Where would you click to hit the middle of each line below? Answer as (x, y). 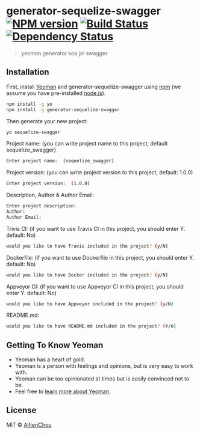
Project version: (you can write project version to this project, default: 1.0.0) (100, 173)
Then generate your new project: (47, 121)
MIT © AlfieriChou (29, 424)
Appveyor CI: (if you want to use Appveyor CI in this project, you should (95, 286)
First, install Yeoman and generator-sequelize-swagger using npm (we (94, 87)
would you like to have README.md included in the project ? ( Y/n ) (91, 326)
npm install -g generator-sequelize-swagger (63, 109)
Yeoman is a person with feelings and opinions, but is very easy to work (104, 366)
